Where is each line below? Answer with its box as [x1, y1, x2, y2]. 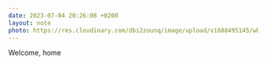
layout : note [8, 19, 51, 27]
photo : [8, 26, 30, 34]
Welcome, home [8, 48, 62, 58]
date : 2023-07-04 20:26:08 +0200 [8, 11, 119, 20]
